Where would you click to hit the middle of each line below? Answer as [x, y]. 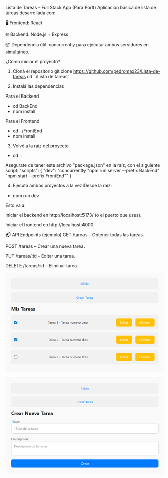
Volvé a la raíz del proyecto [40, 146]
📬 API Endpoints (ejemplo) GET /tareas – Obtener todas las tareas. [75, 235]
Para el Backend [22, 96]
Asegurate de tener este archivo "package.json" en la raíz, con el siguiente [83, 165]
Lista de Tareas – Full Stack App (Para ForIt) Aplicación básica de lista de [81, 7]
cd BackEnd [25, 106]
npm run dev [26, 195]
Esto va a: [16, 205]
